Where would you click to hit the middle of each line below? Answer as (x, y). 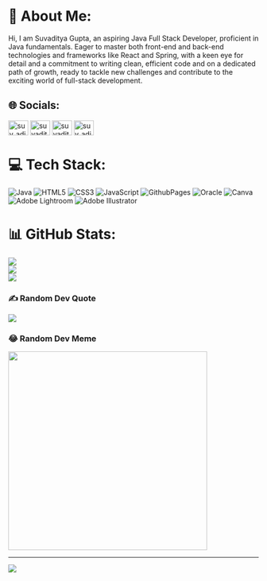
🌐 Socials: (34, 105)
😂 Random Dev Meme (52, 339)
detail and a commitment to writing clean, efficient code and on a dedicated (132, 64)
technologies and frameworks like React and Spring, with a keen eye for (126, 55)
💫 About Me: (50, 16)
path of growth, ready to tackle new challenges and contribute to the (120, 72)
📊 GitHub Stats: (62, 234)
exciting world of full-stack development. (75, 80)
